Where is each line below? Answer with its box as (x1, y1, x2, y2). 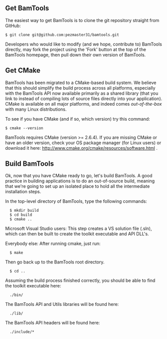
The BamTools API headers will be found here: (5, 320, 100, 326)
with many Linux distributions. (5, 106, 67, 112)
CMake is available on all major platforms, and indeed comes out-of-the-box (5, 101, 162, 107)
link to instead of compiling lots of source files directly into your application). (5, 95, 163, 102)
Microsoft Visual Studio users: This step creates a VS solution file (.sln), (5, 225, 152, 232)
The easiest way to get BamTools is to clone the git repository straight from (5, 17, 160, 23)
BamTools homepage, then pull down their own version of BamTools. (5, 52, 146, 58)
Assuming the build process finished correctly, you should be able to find (5, 277, 156, 283)
